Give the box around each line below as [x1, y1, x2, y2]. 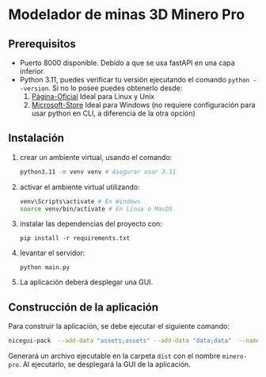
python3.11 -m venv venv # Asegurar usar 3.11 [19, 168, 177, 176]
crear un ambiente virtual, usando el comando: [19, 152, 173, 162]
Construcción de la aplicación [8, 300, 159, 314]
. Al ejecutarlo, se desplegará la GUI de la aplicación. [18, 360, 192, 369]
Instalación [8, 131, 65, 145]
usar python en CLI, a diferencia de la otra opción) [31, 109, 196, 118]
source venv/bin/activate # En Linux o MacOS [19, 204, 173, 213]
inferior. [19, 67, 46, 76]
